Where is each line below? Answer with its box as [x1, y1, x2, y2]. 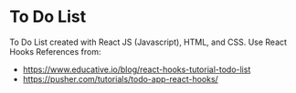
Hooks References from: [9, 46, 101, 57]
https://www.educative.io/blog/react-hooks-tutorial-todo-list [22, 64, 251, 75]
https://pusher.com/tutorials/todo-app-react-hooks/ [22, 73, 219, 84]
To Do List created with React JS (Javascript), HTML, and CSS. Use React [9, 36, 288, 47]
